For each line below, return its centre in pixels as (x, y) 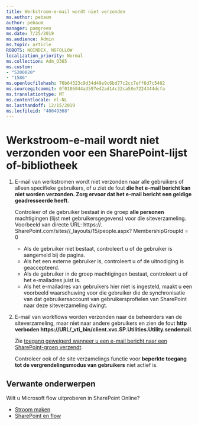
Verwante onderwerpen (51, 384)
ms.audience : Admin (30, 39)
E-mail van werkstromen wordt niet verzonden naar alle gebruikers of (99, 182)
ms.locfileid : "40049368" (38, 111)
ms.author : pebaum (29, 17)
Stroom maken (33, 410)
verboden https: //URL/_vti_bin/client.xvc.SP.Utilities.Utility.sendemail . (103, 330)
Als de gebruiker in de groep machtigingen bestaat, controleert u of (106, 274)
